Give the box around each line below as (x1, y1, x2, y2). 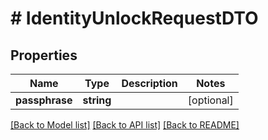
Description (121, 77, 178, 90)
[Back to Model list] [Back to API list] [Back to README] (10, 119, 240, 131)
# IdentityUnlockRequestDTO (10, 7, 259, 30)
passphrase (15, 93, 73, 107)
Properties (10, 47, 78, 64)
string (82, 93, 112, 107)
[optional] (187, 93, 234, 107)
